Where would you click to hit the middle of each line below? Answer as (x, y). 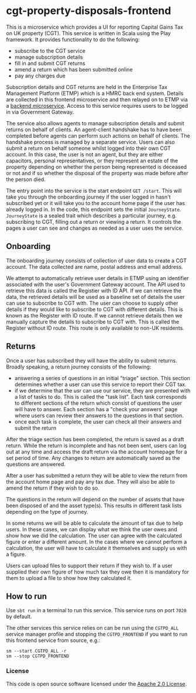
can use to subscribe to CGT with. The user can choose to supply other (92, 303)
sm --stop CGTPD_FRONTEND (37, 656)
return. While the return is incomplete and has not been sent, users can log (96, 445)
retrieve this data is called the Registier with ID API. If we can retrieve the (94, 291)
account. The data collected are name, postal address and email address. (94, 267)
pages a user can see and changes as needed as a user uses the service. (95, 228)
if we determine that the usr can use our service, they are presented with (102, 390)
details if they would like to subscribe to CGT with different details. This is (94, 309)
